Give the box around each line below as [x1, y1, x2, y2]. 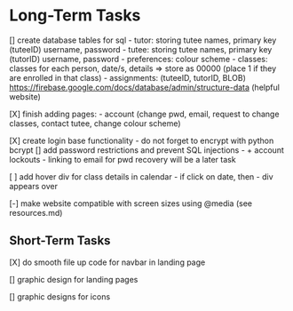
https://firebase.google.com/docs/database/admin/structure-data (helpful [9, 82, 280, 92]
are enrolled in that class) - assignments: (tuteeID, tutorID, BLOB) [9, 72, 247, 83]
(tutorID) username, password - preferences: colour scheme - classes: [9, 53, 268, 64]
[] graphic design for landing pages [9, 274, 139, 284]
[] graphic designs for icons [9, 291, 111, 302]
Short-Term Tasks [9, 233, 111, 249]
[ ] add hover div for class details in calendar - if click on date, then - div [9, 171, 273, 182]
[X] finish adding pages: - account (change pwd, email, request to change [9, 108, 280, 119]
